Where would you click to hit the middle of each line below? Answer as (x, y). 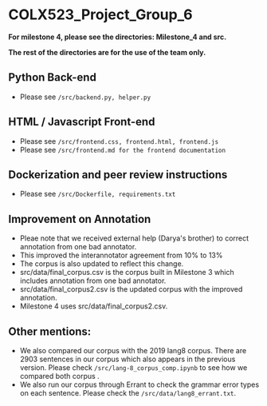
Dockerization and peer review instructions (118, 175)
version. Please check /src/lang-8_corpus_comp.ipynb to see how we (133, 368)
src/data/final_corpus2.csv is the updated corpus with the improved (131, 289)
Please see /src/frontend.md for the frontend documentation (122, 149)
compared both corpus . (59, 376)
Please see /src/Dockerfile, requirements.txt (98, 194)
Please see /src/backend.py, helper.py (85, 97)
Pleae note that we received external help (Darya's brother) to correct (134, 238)
